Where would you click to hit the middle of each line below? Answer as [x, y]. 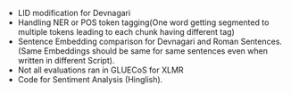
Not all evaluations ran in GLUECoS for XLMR [101, 70]
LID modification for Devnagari [74, 13]
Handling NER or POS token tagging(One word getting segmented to [143, 22]
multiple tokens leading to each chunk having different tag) [126, 32]
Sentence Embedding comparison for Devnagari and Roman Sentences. [150, 41]
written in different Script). [66, 60]
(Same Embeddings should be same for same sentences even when [142, 51]
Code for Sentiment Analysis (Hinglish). [90, 79]
